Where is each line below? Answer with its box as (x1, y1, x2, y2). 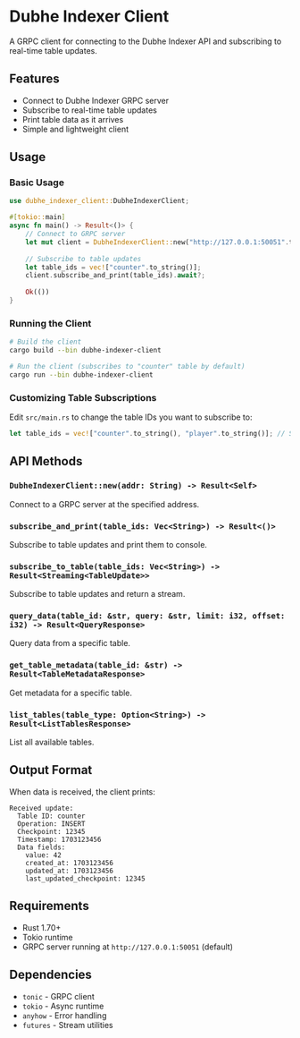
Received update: (9, 804, 74, 813)
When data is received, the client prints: (9, 786, 156, 797)
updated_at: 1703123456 (25, 866, 114, 875)
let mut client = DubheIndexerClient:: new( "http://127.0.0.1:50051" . (25, 237, 290, 247)
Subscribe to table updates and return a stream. (9, 589, 186, 600)
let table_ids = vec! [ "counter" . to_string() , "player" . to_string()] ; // (9, 430, 286, 438)
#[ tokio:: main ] (9, 213, 66, 222)
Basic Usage (9, 176, 65, 189)
